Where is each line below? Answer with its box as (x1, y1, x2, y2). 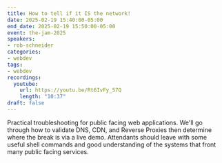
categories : (7, 49, 41, 56)
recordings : (7, 74, 41, 81)
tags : (7, 61, 23, 68)
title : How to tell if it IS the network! (7, 10, 131, 17)
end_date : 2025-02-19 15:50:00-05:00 (7, 23, 116, 30)
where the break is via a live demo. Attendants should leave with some (7, 133, 208, 141)
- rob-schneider (7, 42, 54, 49)
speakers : (7, 36, 36, 43)
